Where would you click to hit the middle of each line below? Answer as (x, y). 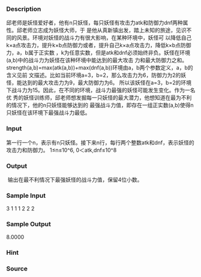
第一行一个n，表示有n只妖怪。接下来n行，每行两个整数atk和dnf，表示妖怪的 (100, 142)
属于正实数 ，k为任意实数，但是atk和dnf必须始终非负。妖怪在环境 (109, 53)
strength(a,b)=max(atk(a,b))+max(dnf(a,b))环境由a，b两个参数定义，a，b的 (100, 68)
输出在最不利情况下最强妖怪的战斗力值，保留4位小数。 (75, 179)
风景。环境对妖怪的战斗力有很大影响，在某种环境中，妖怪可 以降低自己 (104, 38)
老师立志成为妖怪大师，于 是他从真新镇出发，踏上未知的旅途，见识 (104, 30)
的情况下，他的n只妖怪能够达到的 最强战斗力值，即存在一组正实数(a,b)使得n (100, 105)
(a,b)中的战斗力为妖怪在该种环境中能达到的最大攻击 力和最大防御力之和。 (97, 60)
